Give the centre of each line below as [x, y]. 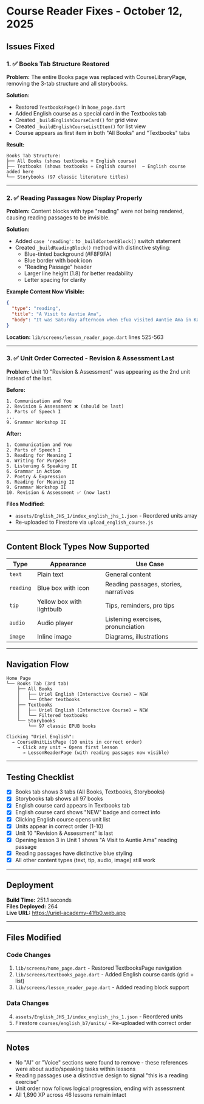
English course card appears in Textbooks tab [73, 806]
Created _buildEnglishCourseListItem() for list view [80, 126]
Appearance [68, 564]
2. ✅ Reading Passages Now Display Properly [74, 197]
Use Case [150, 564]
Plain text [50, 574]
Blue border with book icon [58, 261]
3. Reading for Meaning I [39, 455]
